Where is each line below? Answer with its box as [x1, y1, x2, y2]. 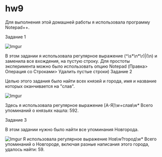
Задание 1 [5, 34, 26, 40]
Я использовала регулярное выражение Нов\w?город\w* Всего [23, 136, 157, 142]
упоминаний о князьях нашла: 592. [5, 107, 79, 113]
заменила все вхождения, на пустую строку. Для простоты [5, 58, 130, 64]
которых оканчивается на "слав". [5, 83, 75, 89]
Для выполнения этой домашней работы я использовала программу [5, 19, 151, 25]
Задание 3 [5, 117, 27, 123]
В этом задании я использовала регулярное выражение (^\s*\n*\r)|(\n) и [5, 52, 158, 59]
